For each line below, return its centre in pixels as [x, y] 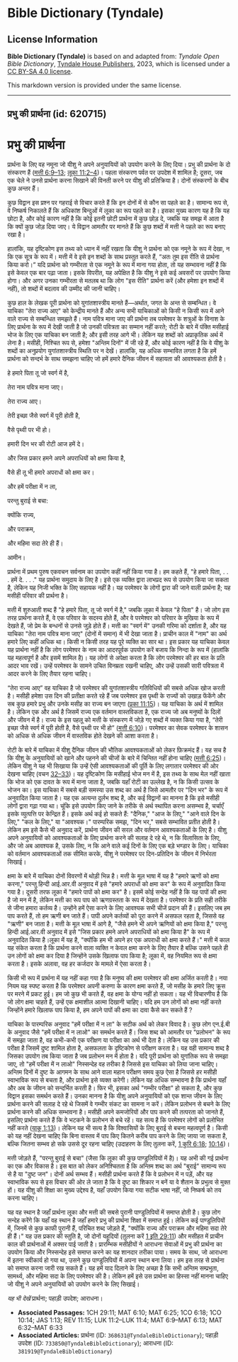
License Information [52, 39]
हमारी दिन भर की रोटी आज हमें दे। [46, 444]
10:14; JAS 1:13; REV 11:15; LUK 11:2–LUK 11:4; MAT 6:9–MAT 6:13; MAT [120, 1320]
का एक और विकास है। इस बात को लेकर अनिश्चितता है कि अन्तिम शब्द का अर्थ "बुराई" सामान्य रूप [117, 1166]
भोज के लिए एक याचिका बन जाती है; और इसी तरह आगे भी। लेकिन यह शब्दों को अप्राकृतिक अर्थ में [115, 335]
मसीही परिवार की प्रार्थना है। [38, 596]
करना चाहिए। [23, 1198]
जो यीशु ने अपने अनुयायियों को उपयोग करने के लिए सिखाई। [74, 1284]
